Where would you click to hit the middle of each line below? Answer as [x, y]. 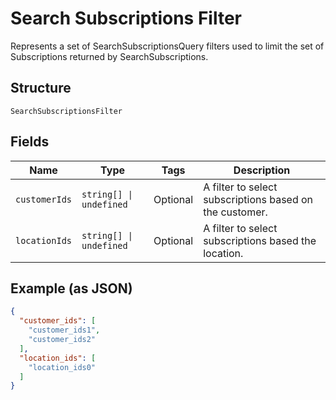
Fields [30, 142]
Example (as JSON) [71, 288]
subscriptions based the [260, 240]
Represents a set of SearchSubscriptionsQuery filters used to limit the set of [167, 46]
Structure [41, 88]
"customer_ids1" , [64, 330]
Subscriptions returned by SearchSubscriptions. [109, 56]
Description [262, 170]
